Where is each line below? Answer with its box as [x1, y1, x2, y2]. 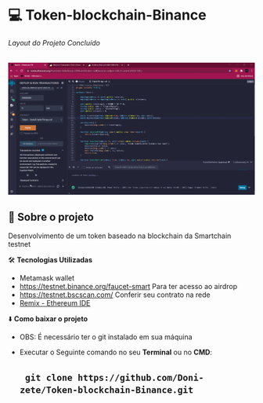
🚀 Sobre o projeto [8, 210, 94, 224]
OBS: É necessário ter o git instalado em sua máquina [19, 332, 193, 342]
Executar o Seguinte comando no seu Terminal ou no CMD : [19, 347, 213, 357]
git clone [24, 372, 73, 383]
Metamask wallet [19, 273, 75, 283]
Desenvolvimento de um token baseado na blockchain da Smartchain [8, 231, 232, 240]
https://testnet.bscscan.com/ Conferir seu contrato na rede [19, 290, 211, 299]
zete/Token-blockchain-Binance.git [19, 384, 194, 395]
